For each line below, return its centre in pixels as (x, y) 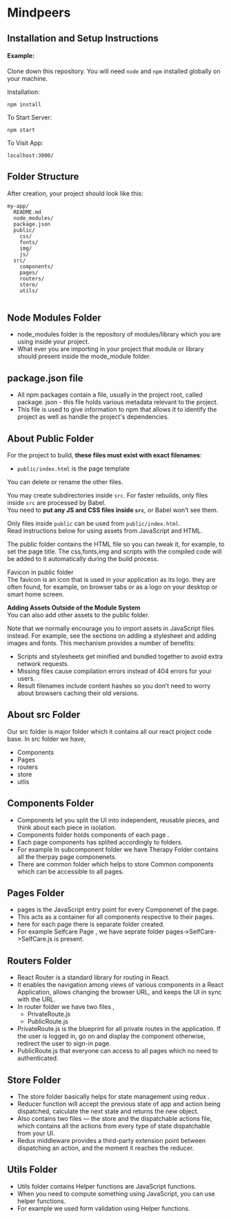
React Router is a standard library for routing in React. (93, 977)
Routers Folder (40, 961)
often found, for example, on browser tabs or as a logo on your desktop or (112, 587)
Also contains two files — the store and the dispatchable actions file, (114, 1119)
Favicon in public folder (40, 572)
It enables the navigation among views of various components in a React (120, 985)
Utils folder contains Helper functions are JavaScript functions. (107, 1186)
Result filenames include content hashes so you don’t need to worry (114, 686)
